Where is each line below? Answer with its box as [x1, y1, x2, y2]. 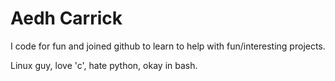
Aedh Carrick [10, 7, 123, 30]
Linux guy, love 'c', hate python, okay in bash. [10, 59, 198, 71]
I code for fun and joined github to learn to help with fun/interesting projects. [10, 40, 326, 52]
